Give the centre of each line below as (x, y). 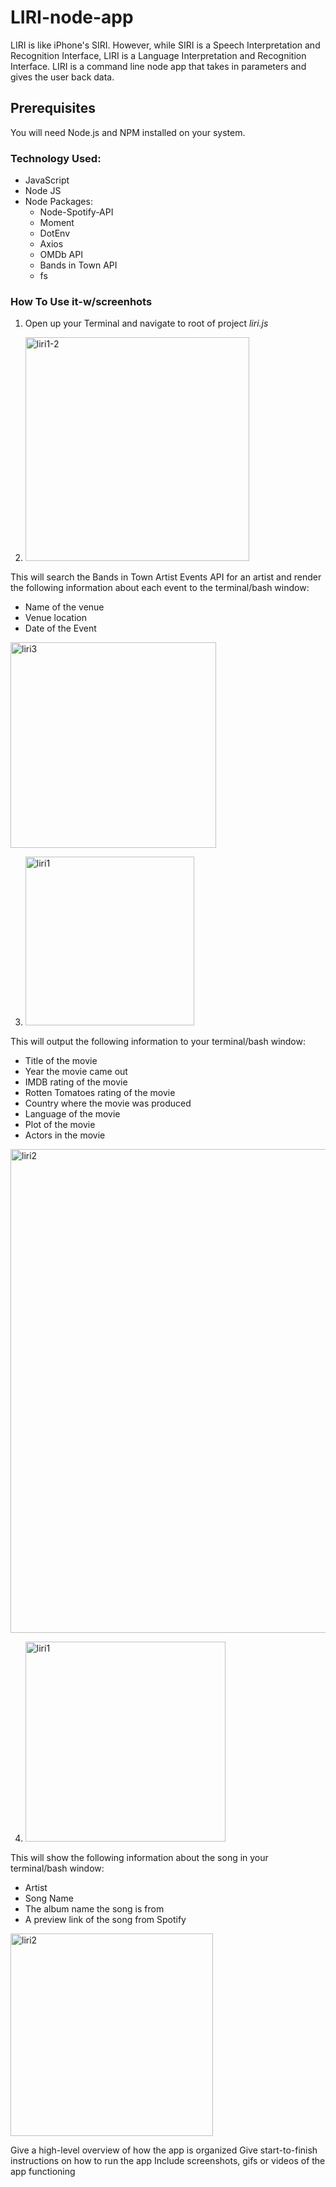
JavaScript (47, 180)
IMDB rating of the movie (76, 1082)
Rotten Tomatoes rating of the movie (100, 1093)
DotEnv (55, 233)
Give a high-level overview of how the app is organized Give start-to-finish (164, 2150)
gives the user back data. (62, 77)
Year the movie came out (76, 1072)
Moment (57, 223)
